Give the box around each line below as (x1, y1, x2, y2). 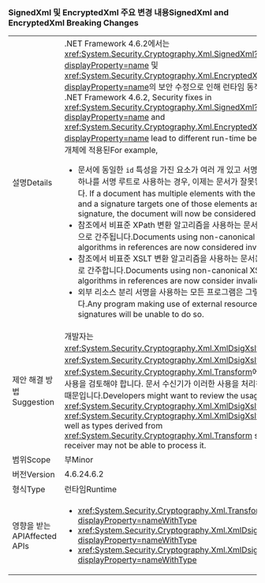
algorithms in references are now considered (77, 242, 244, 253)
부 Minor (64, 454, 94, 465)
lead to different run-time (151, 133, 246, 144)
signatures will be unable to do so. (77, 309, 204, 320)
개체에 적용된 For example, (64, 144, 159, 155)
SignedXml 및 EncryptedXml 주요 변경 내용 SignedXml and (8, 6, 230, 17)
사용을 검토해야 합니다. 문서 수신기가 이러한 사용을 (64, 379, 239, 390)
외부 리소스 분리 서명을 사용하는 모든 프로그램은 (77, 286, 244, 297)
